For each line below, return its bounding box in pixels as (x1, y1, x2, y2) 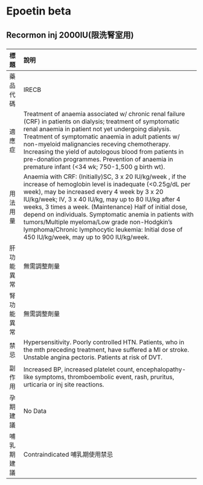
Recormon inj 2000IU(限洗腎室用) (6, 30, 134, 40)
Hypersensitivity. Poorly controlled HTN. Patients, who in (23, 337, 184, 346)
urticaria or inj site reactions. (23, 380, 105, 388)
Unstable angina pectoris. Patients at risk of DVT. (23, 353, 163, 361)
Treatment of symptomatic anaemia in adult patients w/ (23, 132, 180, 140)
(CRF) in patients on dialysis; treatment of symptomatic (23, 117, 180, 125)
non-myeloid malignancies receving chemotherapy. (23, 140, 171, 148)
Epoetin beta (6, 4, 71, 18)
